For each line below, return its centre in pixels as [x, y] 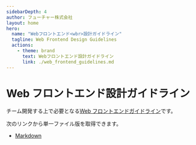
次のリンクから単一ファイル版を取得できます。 [64, 124]
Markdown [28, 136]
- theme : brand [36, 51]
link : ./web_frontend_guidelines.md [68, 62]
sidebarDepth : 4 [26, 12]
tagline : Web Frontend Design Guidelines [64, 40]
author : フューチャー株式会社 [40, 17]
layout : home [23, 23]
